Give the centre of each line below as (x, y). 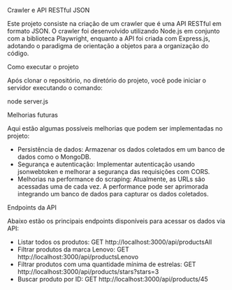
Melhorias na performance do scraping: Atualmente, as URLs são (111, 179)
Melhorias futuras (32, 115)
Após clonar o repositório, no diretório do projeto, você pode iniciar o (107, 80)
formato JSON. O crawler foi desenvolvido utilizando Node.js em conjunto (114, 31)
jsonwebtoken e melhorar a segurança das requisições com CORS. (114, 172)
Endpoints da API (32, 208)
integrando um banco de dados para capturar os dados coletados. (113, 194)
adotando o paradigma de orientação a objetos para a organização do (108, 46)
